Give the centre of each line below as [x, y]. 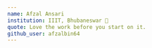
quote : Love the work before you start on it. [77, 27]
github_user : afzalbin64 [44, 34]
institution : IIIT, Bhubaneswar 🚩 [58, 20]
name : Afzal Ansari [36, 14]
